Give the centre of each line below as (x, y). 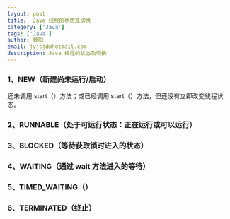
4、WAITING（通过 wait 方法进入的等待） (79, 166)
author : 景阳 (25, 40)
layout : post (27, 14)
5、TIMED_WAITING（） (50, 187)
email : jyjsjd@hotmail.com (47, 47)
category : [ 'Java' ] (36, 27)
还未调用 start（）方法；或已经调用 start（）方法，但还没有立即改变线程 (112, 96)
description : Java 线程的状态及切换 (57, 54)
